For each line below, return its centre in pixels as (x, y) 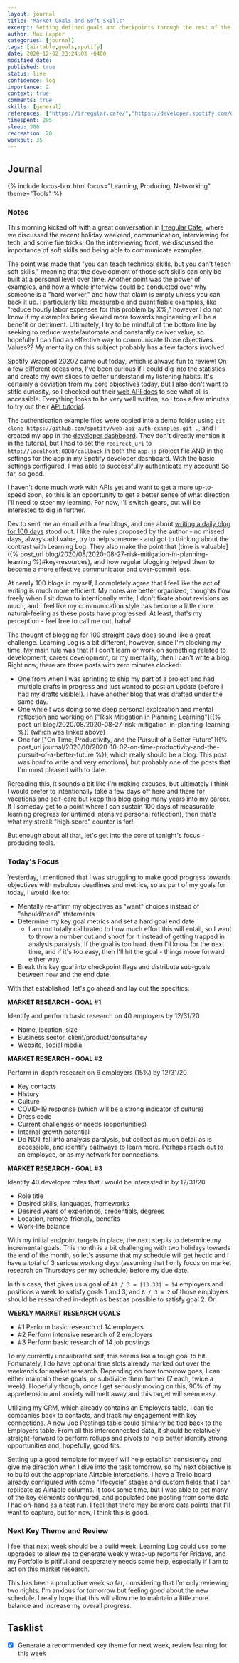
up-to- (204, 487)
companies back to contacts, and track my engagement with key (102, 1415)
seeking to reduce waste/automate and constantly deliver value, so (106, 332)
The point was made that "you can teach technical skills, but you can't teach (119, 264)
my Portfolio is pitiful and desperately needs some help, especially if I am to (118, 1561)
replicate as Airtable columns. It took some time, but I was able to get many (118, 1489)
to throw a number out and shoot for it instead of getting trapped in (127, 936)
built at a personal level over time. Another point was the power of (104, 280)
